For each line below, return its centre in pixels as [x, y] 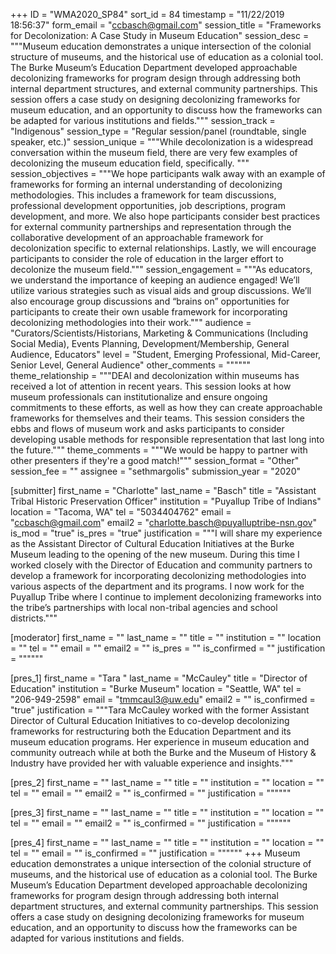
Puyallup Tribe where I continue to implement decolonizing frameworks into [166, 597]
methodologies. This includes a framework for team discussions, [143, 195]
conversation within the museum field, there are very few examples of [154, 152]
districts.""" [34, 618]
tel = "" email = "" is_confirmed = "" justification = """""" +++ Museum [155, 853]
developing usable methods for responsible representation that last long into [167, 439]
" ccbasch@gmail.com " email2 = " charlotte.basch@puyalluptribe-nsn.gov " [163, 522]
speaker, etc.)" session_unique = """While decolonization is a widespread [162, 142]
